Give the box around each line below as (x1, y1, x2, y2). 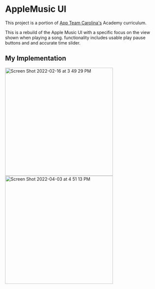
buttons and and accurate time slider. (5, 40, 81, 45)
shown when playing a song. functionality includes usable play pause (5, 35, 146, 41)
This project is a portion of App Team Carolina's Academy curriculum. (5, 20, 147, 26)
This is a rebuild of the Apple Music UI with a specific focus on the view (5, 29, 150, 35)
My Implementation (5, 54, 66, 63)
